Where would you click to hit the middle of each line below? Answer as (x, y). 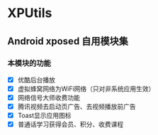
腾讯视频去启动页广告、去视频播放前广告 (77, 107)
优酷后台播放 (36, 80)
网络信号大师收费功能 (49, 98)
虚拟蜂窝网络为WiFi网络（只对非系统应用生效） (86, 88)
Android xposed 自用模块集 (68, 41)
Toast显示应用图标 (45, 116)
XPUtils (30, 13)
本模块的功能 (29, 63)
